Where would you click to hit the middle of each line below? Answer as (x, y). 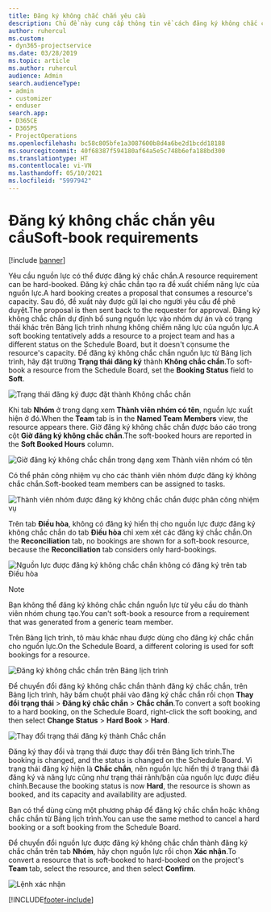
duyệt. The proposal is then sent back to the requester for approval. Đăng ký (134, 310)
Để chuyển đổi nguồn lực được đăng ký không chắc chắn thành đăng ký (128, 843)
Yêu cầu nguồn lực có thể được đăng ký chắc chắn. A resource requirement (133, 276)
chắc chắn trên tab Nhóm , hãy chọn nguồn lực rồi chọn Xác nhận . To (122, 851)
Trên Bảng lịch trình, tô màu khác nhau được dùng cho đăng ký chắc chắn (131, 637)
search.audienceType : (45, 83)
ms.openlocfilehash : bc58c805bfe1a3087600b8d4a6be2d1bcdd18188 (117, 143)
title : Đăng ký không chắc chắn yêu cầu (77, 16)
